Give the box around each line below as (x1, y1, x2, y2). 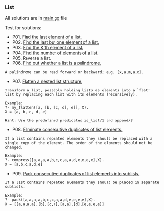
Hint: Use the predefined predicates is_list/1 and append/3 (5, 118, 133, 123)
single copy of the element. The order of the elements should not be (5, 141, 153, 146)
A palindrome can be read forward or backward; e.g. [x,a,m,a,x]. (5, 70, 144, 75)
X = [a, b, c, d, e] (5, 110, 48, 115)
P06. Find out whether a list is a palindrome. (12, 60, 102, 66)
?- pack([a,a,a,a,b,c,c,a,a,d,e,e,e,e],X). (5, 197, 96, 203)
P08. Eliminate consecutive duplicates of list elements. (12, 127, 123, 133)
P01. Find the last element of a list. (12, 34, 82, 40)
